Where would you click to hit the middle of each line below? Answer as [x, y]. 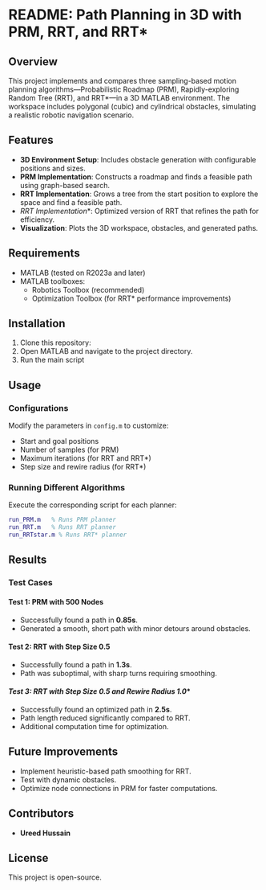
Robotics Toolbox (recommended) [88, 289]
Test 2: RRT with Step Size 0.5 [59, 647]
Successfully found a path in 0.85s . [79, 620]
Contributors [41, 814]
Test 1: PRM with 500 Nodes [56, 601]
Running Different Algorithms [67, 488]
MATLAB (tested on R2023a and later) [83, 273]
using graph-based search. [65, 185]
